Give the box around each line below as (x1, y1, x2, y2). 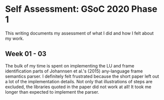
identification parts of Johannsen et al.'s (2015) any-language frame (5, 68, 143, 74)
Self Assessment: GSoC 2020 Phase (5, 3, 158, 15)
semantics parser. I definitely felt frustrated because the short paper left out (5, 73, 159, 79)
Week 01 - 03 (5, 50, 47, 58)
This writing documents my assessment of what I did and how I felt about (5, 30, 154, 36)
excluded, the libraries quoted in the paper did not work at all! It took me (5, 84, 152, 90)
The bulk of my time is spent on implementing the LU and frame (5, 63, 134, 68)
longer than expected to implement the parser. (5, 89, 99, 95)
